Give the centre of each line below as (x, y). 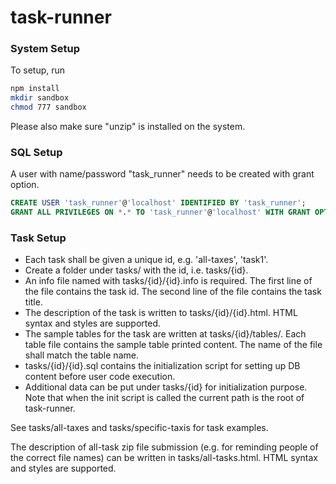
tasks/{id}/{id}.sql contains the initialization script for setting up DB (162, 366)
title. (33, 302)
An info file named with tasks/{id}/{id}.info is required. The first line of (168, 281)
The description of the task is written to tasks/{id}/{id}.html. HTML (161, 313)
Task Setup (38, 238)
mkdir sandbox (40, 98)
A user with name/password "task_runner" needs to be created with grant (162, 174)
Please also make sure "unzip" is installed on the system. (128, 127)
